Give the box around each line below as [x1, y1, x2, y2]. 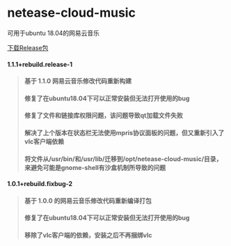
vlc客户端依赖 [24, 137, 65, 146]
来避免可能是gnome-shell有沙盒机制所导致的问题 [24, 163, 166, 171]
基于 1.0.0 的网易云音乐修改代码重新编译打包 [24, 197, 152, 205]
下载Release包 [7, 43, 49, 52]
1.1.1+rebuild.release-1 [7, 60, 73, 68]
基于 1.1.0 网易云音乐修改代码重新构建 [24, 77, 132, 85]
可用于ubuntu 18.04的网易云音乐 [7, 29, 99, 37]
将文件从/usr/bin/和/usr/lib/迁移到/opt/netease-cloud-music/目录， [24, 155, 223, 163]
